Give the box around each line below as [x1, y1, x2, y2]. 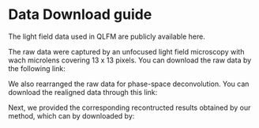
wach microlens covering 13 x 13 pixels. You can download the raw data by [8, 55, 252, 65]
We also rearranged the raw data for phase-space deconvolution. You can [8, 79, 250, 88]
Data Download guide [8, 6, 152, 24]
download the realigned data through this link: [8, 87, 158, 96]
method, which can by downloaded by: [8, 111, 135, 120]
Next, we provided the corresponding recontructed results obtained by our [8, 103, 251, 112]
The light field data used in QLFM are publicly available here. [8, 32, 205, 41]
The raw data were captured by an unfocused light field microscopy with [8, 47, 245, 56]
